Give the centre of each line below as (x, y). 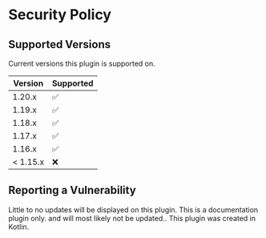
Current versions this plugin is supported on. (82, 63)
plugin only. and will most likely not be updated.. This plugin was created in (132, 218)
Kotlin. (19, 227)
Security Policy (60, 15)
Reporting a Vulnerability (72, 190)
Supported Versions (59, 44)
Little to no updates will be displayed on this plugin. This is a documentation (133, 209)
